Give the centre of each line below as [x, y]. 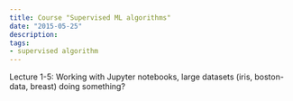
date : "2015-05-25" [46, 26]
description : [34, 34]
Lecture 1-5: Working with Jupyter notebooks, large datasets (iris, [131, 77]
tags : [19, 43]
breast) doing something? [78, 87]
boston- [269, 77]
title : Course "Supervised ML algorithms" [90, 18]
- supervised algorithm [54, 51]
